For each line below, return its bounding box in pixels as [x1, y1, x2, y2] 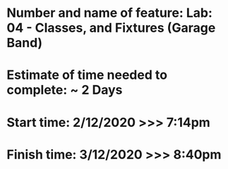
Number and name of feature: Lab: [6, 5, 213, 21]
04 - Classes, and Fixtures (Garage [6, 20, 216, 36]
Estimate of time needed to [6, 67, 167, 83]
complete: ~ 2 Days [6, 82, 123, 98]
